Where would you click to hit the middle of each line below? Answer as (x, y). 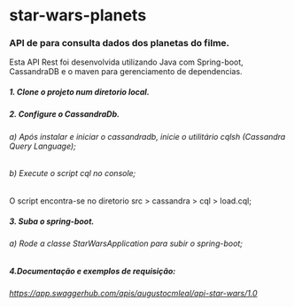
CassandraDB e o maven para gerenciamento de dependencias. (126, 72)
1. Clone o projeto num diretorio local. (80, 92)
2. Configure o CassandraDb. (65, 114)
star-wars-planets (78, 15)
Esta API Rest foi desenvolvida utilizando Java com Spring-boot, (126, 62)
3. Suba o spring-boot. (52, 221)
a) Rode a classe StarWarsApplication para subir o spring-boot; (126, 243)
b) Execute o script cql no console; (73, 173)
